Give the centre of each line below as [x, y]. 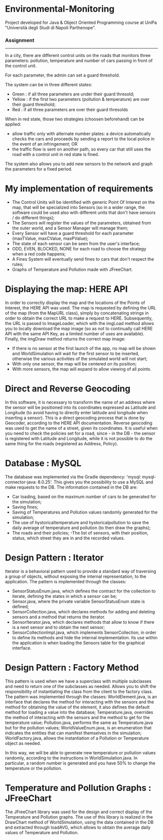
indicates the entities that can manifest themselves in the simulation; [73, 733]
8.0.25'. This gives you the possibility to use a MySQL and [96, 482]
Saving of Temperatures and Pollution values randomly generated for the [85, 512]
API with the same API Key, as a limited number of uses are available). [75, 334]
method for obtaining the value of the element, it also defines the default [77, 707]
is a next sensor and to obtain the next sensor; [58, 627]
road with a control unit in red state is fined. [56, 154]
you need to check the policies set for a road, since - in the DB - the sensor [80, 433]
